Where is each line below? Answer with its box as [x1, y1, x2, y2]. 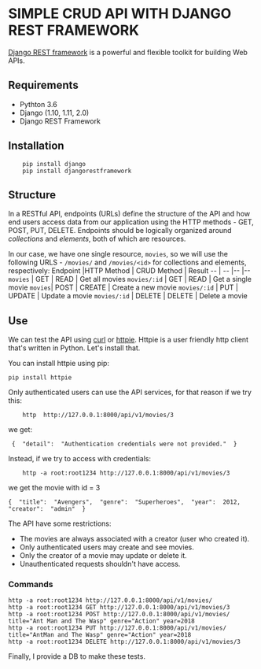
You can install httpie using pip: [8, 359, 110, 368]
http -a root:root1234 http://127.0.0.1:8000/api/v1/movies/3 [22, 469, 230, 477]
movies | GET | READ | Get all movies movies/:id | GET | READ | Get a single [8, 275, 252, 284]
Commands [8, 579, 53, 590]
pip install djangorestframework [22, 167, 132, 175]
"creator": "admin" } [8, 505, 86, 513]
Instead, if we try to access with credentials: [8, 454, 152, 464]
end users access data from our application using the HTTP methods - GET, [8, 217, 254, 227]
